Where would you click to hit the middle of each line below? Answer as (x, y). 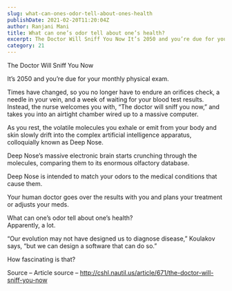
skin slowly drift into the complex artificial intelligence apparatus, (99, 135)
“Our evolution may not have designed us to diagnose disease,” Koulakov (111, 238)
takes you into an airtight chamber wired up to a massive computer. (103, 114)
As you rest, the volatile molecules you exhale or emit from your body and (112, 128)
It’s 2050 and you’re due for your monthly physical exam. (88, 79)
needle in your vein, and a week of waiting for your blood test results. (106, 100)
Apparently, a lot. (31, 225)
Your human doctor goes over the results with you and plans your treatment (115, 197)
